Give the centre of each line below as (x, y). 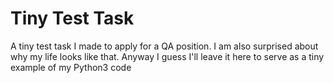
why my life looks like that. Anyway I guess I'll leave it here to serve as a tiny (167, 56)
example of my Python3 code (71, 67)
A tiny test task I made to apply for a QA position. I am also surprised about (164, 46)
